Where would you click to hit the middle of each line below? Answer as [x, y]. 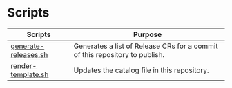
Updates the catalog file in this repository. [141, 70]
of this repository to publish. [119, 54]
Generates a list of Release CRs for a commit [146, 46]
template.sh [30, 74]
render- [24, 65]
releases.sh [29, 54]
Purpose [148, 34]
